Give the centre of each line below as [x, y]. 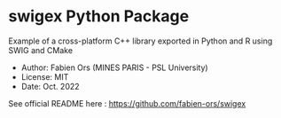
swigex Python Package [99, 16]
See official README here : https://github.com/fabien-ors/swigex [127, 103]
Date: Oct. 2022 [51, 86]
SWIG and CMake [40, 50]
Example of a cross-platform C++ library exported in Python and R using [140, 41]
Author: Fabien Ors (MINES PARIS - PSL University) [115, 67]
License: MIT [45, 76]
